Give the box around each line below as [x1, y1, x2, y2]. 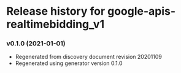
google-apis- [107, 4, 176, 18]
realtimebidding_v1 [6, 17, 105, 31]
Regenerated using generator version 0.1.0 [15, 60, 123, 67]
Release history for [6, 4, 106, 18]
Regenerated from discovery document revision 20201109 [15, 53, 163, 61]
